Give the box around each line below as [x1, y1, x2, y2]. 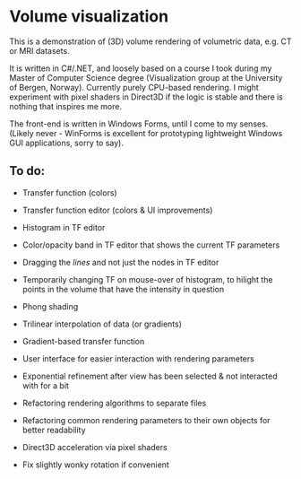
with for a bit [21, 379, 70, 391]
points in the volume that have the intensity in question [21, 283, 225, 294]
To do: [9, 163, 46, 179]
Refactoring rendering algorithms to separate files [21, 397, 207, 408]
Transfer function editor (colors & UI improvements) [21, 205, 213, 215]
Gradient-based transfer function [21, 335, 145, 346]
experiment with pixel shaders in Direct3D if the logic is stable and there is [9, 91, 284, 102]
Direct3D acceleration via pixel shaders [21, 441, 168, 452]
